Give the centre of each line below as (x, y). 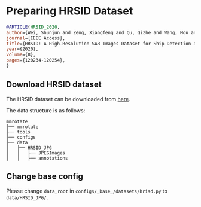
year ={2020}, (22, 49)
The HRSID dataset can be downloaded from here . (68, 99)
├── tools (19, 132)
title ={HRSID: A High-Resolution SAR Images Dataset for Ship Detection (99, 44)
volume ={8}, (21, 55)
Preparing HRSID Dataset (70, 11)
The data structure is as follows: (46, 110)
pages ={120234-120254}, (36, 60)
